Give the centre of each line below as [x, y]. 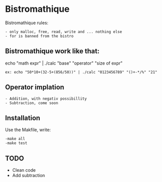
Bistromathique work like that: [52, 51]
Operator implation [35, 87]
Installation [23, 118]
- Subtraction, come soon [32, 103]
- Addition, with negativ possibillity [46, 99]
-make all [15, 139]
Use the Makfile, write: [28, 130]
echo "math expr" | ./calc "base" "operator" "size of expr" [64, 63]
